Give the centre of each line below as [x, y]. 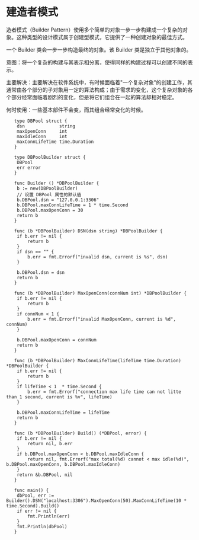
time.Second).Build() [33, 506]
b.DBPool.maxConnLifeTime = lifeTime [63, 413]
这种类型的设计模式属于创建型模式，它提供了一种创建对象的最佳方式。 [102, 37]
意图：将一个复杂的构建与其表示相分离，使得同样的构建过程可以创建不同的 [97, 62]
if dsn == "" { [36, 252]
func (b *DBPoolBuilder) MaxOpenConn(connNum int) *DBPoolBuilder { [100, 293]
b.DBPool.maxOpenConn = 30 [50, 210]
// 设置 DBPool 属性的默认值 [49, 194]
